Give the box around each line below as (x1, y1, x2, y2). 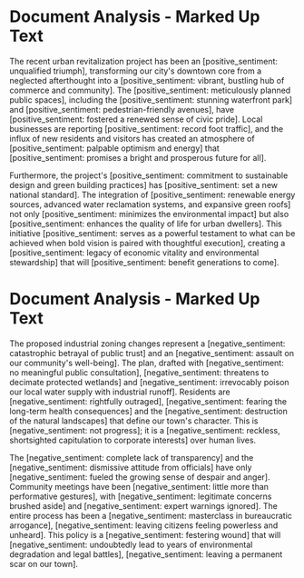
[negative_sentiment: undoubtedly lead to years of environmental (9, 539, 253, 550)
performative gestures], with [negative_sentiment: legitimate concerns (9, 491, 272, 502)
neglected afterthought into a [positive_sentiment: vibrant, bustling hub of (9, 75, 285, 85)
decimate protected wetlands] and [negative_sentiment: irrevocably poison (9, 376, 289, 387)
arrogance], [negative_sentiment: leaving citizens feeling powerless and (9, 520, 279, 531)
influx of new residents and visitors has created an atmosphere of (9, 133, 256, 144)
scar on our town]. (9, 558, 79, 569)
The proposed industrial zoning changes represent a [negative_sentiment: (9, 338, 286, 349)
